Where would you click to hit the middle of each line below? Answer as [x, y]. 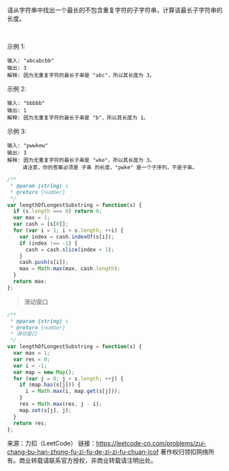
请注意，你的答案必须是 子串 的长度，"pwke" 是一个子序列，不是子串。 [110, 167]
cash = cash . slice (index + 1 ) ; [70, 250]
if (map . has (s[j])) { [50, 385]
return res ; [30, 423]
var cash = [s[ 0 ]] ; [41, 224]
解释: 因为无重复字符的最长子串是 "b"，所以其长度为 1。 [78, 118]
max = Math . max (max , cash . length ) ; [70, 269]
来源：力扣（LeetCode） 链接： [52, 444]
